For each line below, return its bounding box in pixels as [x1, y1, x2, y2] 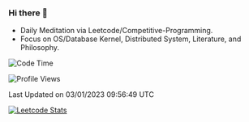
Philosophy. [19, 43, 59, 53]
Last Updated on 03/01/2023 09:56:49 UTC [8, 90, 154, 99]
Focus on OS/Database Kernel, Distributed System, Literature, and [19, 34, 242, 44]
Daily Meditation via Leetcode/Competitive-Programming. [19, 26, 213, 36]
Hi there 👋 [8, 7, 49, 19]
